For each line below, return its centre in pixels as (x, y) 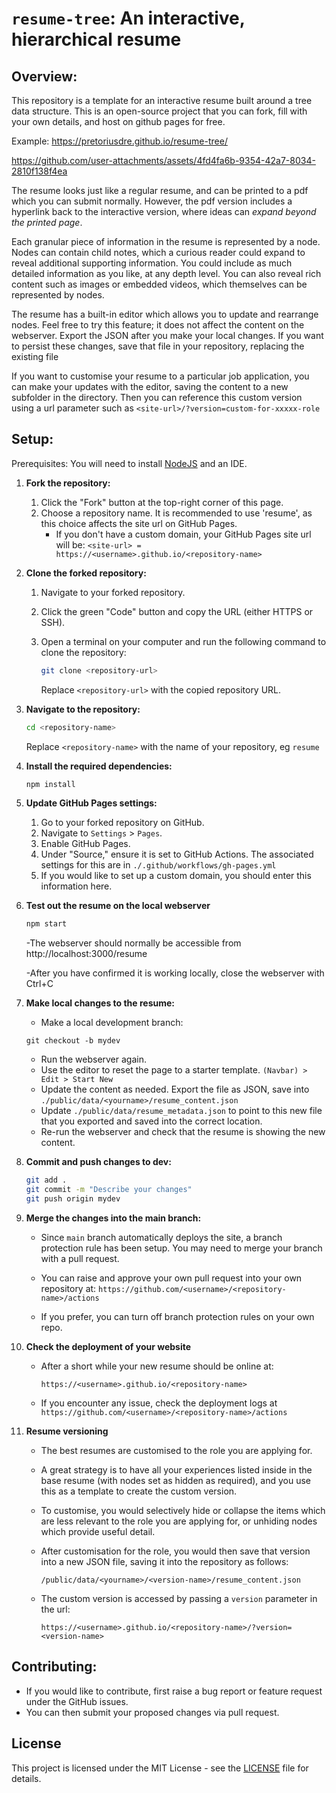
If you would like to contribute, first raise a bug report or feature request (174, 1691)
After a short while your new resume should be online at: (157, 1366)
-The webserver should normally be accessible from (133, 943)
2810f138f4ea (39, 171)
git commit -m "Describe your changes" (109, 1190)
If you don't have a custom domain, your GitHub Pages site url (183, 534)
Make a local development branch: (112, 1023)
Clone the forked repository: (86, 573)
